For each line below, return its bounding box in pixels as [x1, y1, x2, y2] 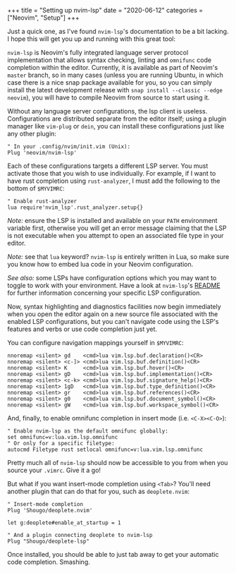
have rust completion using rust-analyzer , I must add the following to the [7, 176, 221, 185]
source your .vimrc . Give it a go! [7, 466, 101, 474]
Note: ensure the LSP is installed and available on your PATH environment [7, 217, 218, 224]
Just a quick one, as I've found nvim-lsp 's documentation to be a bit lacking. [7, 28, 229, 35]
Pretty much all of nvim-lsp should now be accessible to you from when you [7, 459, 228, 466]
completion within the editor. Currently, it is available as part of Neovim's [7, 64, 218, 71]
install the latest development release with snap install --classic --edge [7, 86, 223, 94]
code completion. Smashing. [7, 557, 90, 566]
